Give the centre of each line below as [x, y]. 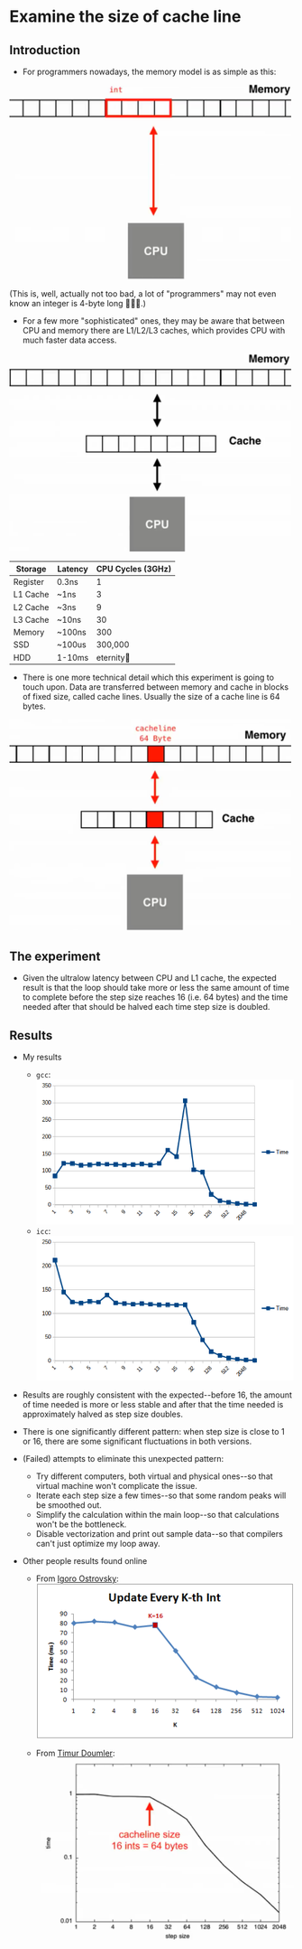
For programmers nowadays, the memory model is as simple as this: [149, 71]
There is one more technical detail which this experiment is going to [148, 677]
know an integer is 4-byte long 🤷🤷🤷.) [78, 304]
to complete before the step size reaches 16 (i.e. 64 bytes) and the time [155, 997]
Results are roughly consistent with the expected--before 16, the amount [157, 1395]
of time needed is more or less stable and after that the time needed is [153, 1405]
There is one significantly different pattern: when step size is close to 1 [154, 1432]
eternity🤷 [113, 657]
